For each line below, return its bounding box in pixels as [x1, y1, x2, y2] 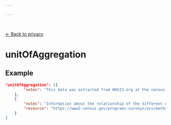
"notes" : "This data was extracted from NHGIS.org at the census [23, 87, 165, 92]
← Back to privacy [5, 31, 44, 37]
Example [5, 69, 34, 78]
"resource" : [23, 106, 49, 111]
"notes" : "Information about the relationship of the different [23, 101, 163, 107]
